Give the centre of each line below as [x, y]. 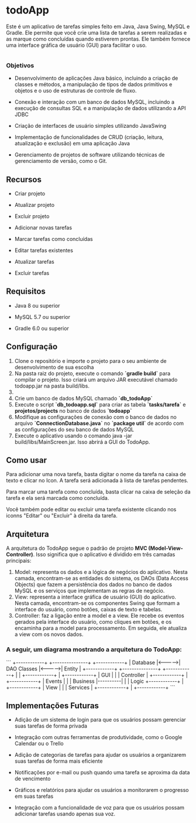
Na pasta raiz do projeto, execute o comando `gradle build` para [92, 373]
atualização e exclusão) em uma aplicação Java [72, 144]
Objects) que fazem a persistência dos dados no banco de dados [93, 584]
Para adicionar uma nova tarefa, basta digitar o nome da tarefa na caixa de [96, 474]
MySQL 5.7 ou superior [42, 317]
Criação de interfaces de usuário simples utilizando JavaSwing [90, 126]
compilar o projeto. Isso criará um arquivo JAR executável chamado [96, 379]
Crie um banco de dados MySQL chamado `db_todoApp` [84, 398]
